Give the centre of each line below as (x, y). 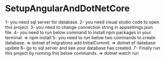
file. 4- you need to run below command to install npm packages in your (78, 32)
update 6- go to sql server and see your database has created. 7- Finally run (83, 48)
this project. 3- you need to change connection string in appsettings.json (79, 27)
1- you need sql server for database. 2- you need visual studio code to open (82, 22)
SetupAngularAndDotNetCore (67, 9)
